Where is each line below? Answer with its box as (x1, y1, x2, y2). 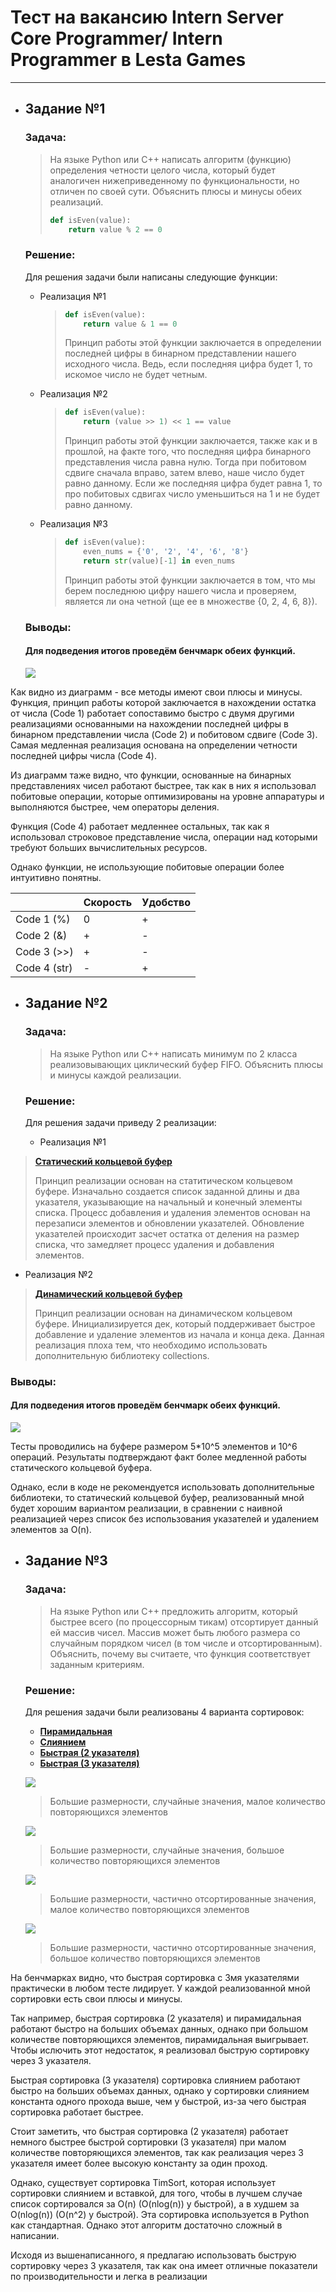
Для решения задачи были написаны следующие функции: (24, 271, 278, 283)
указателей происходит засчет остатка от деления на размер (34, 1227, 300, 1240)
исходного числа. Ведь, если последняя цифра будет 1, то (64, 358, 313, 370)
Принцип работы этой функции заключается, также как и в (64, 435, 318, 447)
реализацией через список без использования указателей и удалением (10, 1513, 320, 1525)
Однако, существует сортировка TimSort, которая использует (10, 2177, 276, 2189)
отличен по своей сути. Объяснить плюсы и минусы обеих (49, 185, 303, 197)
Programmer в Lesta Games (10, 49, 247, 71)
